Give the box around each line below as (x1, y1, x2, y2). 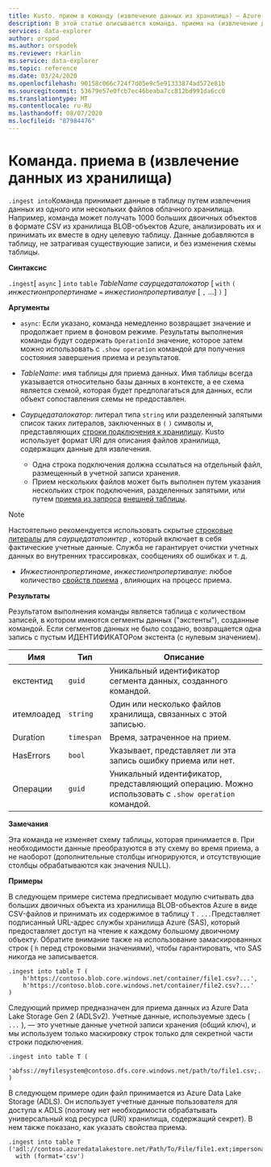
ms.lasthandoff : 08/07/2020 (8, 110, 103, 118)
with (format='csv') (15, 1152, 85, 1160)
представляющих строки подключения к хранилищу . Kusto (19, 426, 224, 436)
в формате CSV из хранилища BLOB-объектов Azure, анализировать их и (8, 221, 261, 231)
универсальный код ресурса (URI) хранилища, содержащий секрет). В (8, 1114, 253, 1123)
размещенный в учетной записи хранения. (31, 468, 181, 477)
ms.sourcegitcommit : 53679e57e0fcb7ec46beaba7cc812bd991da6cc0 (8, 86, 226, 95)
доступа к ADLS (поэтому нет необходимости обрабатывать (8, 1105, 218, 1115)
